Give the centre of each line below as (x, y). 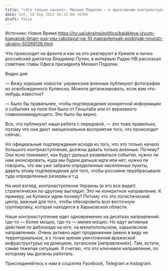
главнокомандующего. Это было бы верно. (51, 114)
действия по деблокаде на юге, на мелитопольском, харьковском (76, 227)
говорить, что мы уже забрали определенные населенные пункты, (77, 166)
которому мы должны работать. (39, 254)
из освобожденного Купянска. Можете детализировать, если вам (76, 89)
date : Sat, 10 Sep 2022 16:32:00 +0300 (47, 14)
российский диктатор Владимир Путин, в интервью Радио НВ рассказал (83, 59)
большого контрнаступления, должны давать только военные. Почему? (82, 150)
